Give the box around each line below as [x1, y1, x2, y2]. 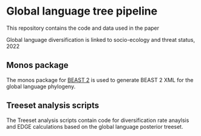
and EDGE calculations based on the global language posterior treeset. [6, 123, 183, 130]
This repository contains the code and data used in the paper [6, 24, 160, 32]
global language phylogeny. [6, 83, 76, 90]
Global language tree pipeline [6, 4, 158, 18]
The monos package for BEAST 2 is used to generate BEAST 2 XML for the [6, 76, 194, 83]
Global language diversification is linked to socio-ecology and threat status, [6, 36, 196, 43]
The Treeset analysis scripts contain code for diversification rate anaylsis [6, 117, 189, 124]
